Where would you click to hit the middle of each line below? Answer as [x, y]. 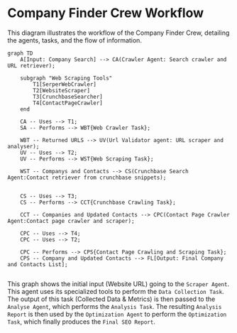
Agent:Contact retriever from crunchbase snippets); [87, 178]
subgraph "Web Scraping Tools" [66, 78]
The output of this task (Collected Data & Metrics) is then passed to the [111, 299]
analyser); [23, 146]
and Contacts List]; [38, 264]
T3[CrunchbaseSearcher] [68, 97]
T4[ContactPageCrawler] [68, 103]
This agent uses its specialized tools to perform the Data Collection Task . [116, 291]
